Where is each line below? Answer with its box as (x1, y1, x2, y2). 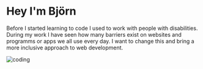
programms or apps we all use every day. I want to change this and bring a (6, 37, 194, 45)
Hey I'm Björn (6, 4, 76, 18)
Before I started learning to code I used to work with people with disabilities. (6, 24, 198, 32)
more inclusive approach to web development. (6, 44, 124, 51)
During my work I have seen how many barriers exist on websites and (6, 31, 182, 38)
